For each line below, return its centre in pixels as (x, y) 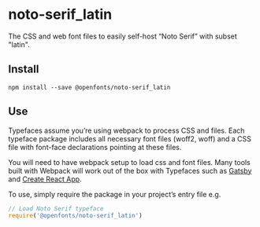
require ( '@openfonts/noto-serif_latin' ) (76, 216)
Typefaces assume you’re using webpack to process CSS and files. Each (126, 130)
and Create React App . (45, 179)
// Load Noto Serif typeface (56, 209)
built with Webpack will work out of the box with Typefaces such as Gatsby (130, 170)
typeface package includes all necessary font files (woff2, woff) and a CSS (130, 138)
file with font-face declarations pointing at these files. (95, 147)
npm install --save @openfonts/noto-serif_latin (89, 87)
